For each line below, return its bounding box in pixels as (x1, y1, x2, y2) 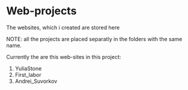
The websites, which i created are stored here (6, 24, 120, 31)
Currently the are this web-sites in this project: (6, 53, 121, 60)
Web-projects (6, 4, 77, 18)
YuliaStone (14, 64, 42, 72)
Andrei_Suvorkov (14, 77, 58, 85)
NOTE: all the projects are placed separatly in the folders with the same (6, 35, 183, 42)
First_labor (14, 71, 42, 78)
